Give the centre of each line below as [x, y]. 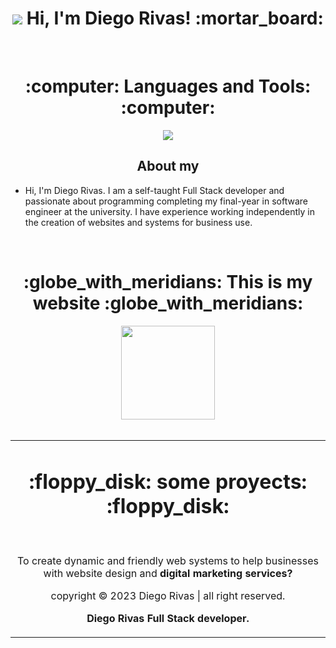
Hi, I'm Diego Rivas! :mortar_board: [175, 18]
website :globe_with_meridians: [168, 303]
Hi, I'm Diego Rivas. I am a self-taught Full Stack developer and [154, 190]
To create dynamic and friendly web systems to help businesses [168, 560]
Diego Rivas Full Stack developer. [168, 618]
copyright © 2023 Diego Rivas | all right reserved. [168, 595]
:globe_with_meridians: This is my [168, 281]
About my [168, 166]
